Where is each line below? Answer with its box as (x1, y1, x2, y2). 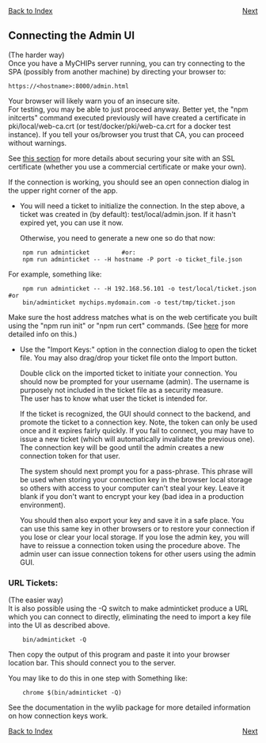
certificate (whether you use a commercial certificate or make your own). (8, 162, 247, 171)
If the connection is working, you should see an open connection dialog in (8, 177, 249, 187)
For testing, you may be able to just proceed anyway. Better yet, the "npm (8, 105, 249, 114)
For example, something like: (8, 269, 102, 279)
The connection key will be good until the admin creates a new (19, 442, 224, 452)
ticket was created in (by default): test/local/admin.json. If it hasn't (19, 209, 236, 219)
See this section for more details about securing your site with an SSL (8, 153, 235, 163)
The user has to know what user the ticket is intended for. (19, 394, 208, 403)
